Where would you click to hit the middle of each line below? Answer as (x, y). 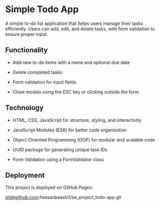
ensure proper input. (27, 34)
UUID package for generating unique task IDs (60, 149)
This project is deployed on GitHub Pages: (49, 187)
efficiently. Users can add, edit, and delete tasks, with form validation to (80, 28)
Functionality (27, 50)
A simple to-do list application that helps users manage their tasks (74, 23)
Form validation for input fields (45, 82)
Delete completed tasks (37, 72)
